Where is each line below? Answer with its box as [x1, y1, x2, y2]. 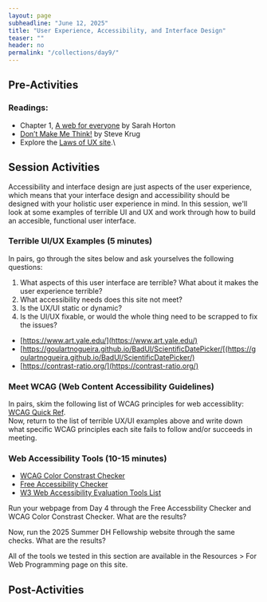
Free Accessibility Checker [19, 480, 108, 489]
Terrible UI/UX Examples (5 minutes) [8, 236, 153, 247]
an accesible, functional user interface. [8, 216, 137, 225]
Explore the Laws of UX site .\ [19, 137, 116, 147]
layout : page [8, 11, 52, 20]
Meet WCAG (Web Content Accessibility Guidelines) [8, 381, 215, 392]
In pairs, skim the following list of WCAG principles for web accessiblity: [8, 399, 245, 409]
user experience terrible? [19, 286, 103, 295]
